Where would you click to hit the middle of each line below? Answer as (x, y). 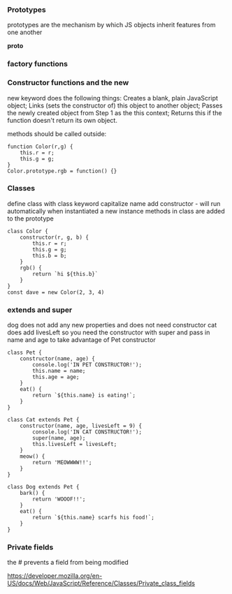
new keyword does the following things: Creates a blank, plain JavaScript (113, 98)
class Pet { (24, 353)
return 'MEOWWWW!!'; (62, 463)
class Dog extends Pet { (43, 487)
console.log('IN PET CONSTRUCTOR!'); (87, 365)
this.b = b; (50, 255)
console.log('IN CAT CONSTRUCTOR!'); (87, 432)
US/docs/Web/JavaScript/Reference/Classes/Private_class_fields (101, 584)
